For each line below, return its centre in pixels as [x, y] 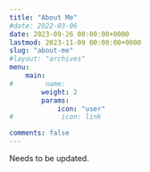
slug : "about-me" [42, 51]
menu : [19, 68]
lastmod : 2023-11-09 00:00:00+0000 [75, 42]
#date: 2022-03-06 [43, 26]
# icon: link [55, 117]
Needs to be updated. [49, 158]
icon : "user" [81, 109]
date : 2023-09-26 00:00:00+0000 [69, 34]
